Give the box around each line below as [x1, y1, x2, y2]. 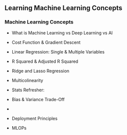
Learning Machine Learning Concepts [4, 4, 123, 12]
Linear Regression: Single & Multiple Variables [11, 49, 105, 54]
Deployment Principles [11, 115, 58, 121]
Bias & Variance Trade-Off [11, 96, 65, 102]
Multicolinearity [11, 77, 44, 83]
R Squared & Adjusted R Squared [11, 58, 78, 64]
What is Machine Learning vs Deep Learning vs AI [11, 29, 113, 36]
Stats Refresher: [11, 87, 45, 93]
